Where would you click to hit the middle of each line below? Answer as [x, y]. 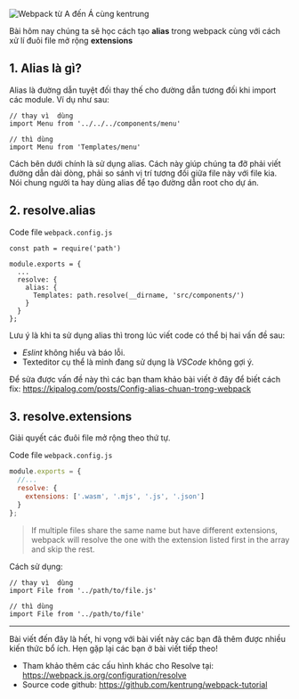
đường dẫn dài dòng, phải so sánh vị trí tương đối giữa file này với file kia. [143, 173]
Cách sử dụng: [36, 566]
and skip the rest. [63, 549]
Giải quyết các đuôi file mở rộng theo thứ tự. [90, 438]
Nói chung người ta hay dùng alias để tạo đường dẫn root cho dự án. [134, 182]
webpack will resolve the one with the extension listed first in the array [160, 539]
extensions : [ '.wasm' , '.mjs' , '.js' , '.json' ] [115, 497]
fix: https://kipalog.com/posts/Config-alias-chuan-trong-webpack [130, 389]
